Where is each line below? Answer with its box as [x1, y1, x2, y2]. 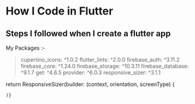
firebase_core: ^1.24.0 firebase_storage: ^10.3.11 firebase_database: [20, 62, 189, 70]
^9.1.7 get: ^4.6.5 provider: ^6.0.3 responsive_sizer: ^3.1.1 [20, 69, 161, 76]
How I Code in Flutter [5, 4, 114, 18]
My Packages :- [5, 44, 46, 51]
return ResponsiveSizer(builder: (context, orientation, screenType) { [5, 80, 175, 88]
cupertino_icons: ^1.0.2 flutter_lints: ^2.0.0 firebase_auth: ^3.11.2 [20, 56, 180, 63]
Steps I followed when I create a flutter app [5, 28, 171, 39]
